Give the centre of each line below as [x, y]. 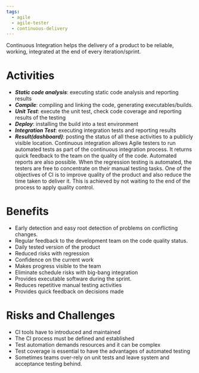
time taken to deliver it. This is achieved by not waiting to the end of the [102, 181]
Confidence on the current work [54, 260]
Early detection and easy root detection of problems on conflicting [96, 228]
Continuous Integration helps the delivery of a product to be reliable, [90, 45]
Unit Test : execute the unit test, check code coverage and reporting [98, 112]
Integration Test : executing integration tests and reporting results [95, 130]
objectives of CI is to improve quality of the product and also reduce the [103, 175]
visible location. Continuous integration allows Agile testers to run [95, 143]
